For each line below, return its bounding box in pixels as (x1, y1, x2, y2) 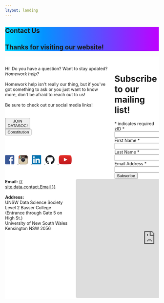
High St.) (5, 215, 23, 221)
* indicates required (114, 120, 155, 127)
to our (114, 84, 139, 95)
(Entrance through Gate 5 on (5, 210, 62, 216)
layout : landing (5, 8, 38, 13)
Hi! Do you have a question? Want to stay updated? (5, 65, 108, 71)
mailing (114, 94, 145, 105)
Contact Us (5, 27, 40, 35)
